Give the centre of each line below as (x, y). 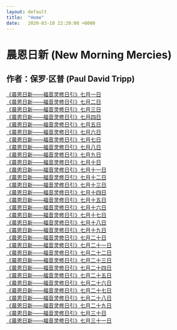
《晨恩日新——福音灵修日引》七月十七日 (56, 215)
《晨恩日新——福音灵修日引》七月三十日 (56, 313)
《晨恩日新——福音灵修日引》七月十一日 (56, 170)
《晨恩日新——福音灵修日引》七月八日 (54, 147)
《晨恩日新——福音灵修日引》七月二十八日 (59, 298)
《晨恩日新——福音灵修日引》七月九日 (54, 155)
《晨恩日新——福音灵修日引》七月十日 (54, 162)
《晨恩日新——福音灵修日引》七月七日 (54, 140)
